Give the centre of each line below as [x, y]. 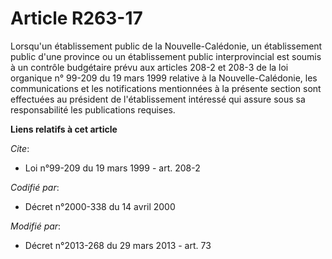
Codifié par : [35, 187]
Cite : [20, 148]
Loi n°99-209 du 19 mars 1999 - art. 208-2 [112, 168]
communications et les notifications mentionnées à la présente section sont [166, 88]
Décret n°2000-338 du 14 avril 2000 [100, 206]
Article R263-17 [76, 18]
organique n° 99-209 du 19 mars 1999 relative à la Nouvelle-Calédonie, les [164, 78]
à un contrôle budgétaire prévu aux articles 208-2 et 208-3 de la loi [149, 67]
